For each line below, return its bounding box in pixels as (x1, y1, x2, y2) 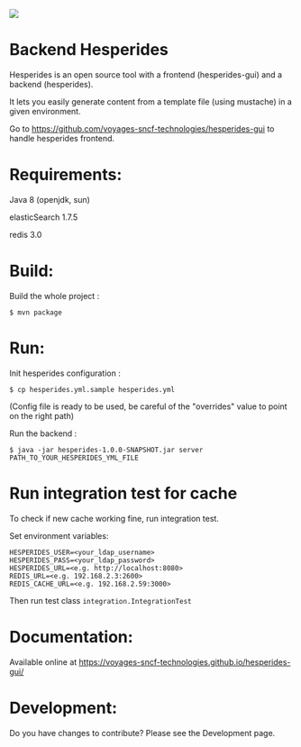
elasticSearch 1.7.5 (9, 212, 78, 223)
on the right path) (9, 410, 75, 421)
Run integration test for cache (9, 483, 238, 504)
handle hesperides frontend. (9, 132, 115, 143)
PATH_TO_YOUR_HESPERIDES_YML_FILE (9, 453, 140, 462)
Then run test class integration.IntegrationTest (9, 595, 192, 606)
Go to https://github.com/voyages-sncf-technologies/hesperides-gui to (9, 123, 275, 134)
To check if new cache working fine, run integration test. (9, 513, 219, 524)
